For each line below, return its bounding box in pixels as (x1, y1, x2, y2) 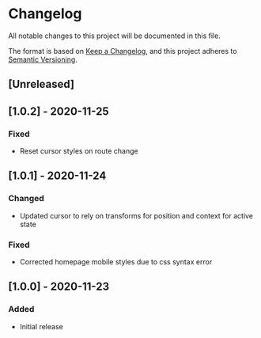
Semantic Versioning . (8, 55, 78, 64)
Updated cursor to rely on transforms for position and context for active (19, 211, 254, 220)
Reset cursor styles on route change (19, 146, 138, 156)
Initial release (19, 321, 63, 331)
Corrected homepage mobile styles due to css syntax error (19, 257, 213, 266)
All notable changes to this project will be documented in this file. (8, 31, 221, 40)
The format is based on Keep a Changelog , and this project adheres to (8, 46, 237, 55)
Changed (8, 193, 45, 204)
